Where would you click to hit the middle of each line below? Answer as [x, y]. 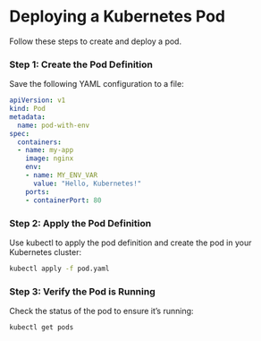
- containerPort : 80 [63, 200]
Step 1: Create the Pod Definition [81, 64]
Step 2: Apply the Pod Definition [80, 223]
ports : [38, 192]
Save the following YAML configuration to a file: [97, 84]
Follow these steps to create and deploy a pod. [95, 41]
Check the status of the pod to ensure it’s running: [101, 311]
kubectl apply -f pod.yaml [59, 269]
